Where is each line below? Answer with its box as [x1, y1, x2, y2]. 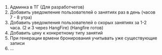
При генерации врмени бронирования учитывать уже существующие [9, 35, 158, 41]
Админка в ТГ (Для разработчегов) [9, 4, 85, 10]
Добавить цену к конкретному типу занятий [9, 30, 103, 36]
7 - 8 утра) [9, 15, 32, 20]
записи [9, 40, 25, 46]
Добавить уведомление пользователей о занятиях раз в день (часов [9, 9, 156, 15]
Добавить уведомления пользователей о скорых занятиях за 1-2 [9, 19, 147, 25]
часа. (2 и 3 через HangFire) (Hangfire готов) [9, 25, 103, 31]
